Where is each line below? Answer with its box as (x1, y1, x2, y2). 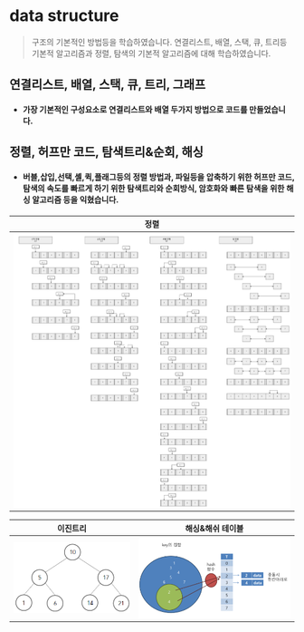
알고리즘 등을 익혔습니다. (31, 194, 119, 205)
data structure (9, 5, 119, 26)
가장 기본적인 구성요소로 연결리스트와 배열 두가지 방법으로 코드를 (22, 103, 248, 114)
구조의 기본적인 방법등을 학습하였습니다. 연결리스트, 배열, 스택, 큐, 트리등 (31, 36, 288, 47)
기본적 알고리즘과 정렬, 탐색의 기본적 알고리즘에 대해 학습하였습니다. (31, 47, 271, 59)
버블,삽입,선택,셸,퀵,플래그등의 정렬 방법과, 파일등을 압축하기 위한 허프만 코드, (22, 171, 295, 182)
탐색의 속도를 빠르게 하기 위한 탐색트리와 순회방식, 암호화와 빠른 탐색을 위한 (22, 182, 285, 193)
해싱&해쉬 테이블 (185, 522, 244, 533)
